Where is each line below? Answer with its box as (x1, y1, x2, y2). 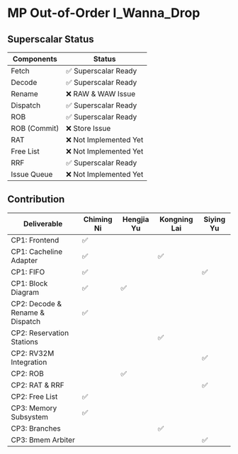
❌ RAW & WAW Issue (66, 89, 136, 98)
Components (12, 54, 58, 64)
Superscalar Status (7, 33, 94, 45)
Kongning (159, 214, 193, 224)
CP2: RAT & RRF (11, 380, 65, 390)
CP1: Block (11, 278, 48, 288)
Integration (11, 357, 47, 367)
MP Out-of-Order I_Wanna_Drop (7, 5, 200, 21)
